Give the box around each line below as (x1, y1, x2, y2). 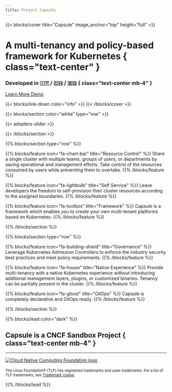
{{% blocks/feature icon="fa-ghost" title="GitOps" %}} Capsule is (5, 291, 144, 297)
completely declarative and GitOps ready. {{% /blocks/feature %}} (5, 296, 145, 302)
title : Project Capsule (5, 7, 56, 13)
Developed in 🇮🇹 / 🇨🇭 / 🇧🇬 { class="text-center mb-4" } (5, 79, 153, 86)
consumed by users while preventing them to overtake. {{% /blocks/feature (5, 167, 165, 173)
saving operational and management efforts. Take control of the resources (5, 162, 162, 168)
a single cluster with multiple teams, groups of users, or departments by (5, 156, 157, 162)
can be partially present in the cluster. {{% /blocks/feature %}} (5, 281, 137, 287)
